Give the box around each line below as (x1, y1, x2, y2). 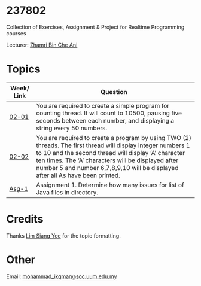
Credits (6, 212, 44, 226)
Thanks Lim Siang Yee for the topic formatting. (6, 232, 121, 239)
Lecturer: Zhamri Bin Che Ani (6, 41, 78, 48)
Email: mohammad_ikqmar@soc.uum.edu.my (6, 273, 117, 280)
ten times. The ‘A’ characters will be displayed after (35, 156, 179, 165)
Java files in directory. (35, 188, 99, 196)
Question (100, 87, 127, 96)
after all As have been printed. (35, 171, 121, 179)
